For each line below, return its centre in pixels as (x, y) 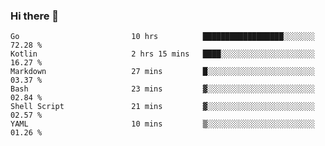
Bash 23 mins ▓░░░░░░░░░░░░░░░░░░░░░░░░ (162, 89)
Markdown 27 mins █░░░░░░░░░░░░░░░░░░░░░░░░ (162, 72)
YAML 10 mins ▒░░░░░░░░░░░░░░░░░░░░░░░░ (162, 124)
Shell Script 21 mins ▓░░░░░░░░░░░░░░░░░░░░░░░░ (162, 107)
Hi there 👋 (35, 16)
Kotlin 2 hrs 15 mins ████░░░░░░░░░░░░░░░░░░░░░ (162, 54)
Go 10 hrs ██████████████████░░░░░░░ (162, 37)
